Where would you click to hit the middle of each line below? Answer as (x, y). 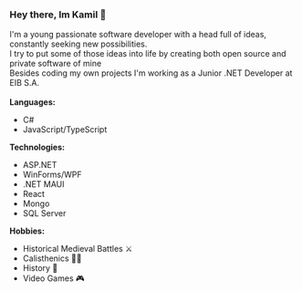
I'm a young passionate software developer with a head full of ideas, (138, 35)
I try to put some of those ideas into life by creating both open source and (148, 54)
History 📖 (40, 268)
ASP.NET (40, 165)
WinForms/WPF (52, 175)
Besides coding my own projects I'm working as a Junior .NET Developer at (151, 73)
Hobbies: (27, 231)
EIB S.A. (24, 83)
